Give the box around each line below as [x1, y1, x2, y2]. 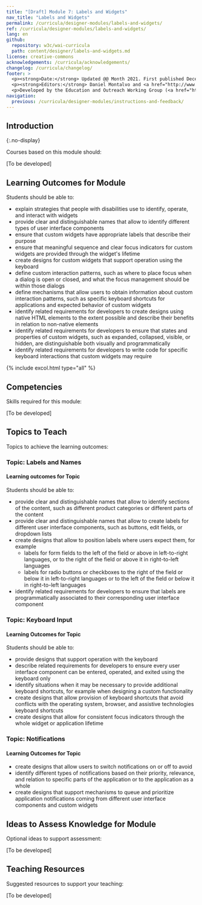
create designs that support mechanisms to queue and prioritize [14, 789, 174, 796]
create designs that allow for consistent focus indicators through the [14, 713, 185, 721]
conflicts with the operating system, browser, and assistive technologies [14, 701, 194, 708]
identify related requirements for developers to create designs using [14, 308, 184, 315]
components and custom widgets [14, 801, 98, 809]
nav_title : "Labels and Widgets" [6, 14, 90, 20]
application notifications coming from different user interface [14, 795, 167, 803]
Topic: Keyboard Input [6, 616, 73, 624]
